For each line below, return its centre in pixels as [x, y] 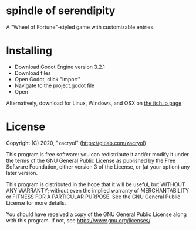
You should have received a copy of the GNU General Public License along [96, 214]
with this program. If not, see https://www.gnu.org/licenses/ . [79, 220]
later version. [22, 173]
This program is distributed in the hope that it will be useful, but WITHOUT [96, 184]
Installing [29, 51]
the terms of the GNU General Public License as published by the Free [91, 160]
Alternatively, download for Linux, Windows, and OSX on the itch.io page [94, 103]
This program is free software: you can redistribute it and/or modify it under [97, 154]
